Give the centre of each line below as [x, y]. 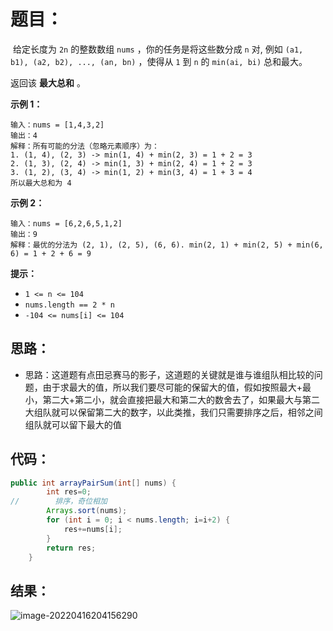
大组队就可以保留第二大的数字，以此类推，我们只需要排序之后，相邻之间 [173, 412]
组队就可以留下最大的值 [73, 424]
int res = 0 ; [69, 492]
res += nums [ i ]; [93, 529]
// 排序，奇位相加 [59, 501]
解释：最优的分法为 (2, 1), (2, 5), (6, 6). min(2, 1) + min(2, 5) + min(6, [167, 245]
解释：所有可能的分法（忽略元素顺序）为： [85, 146]
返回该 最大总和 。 [48, 82]
